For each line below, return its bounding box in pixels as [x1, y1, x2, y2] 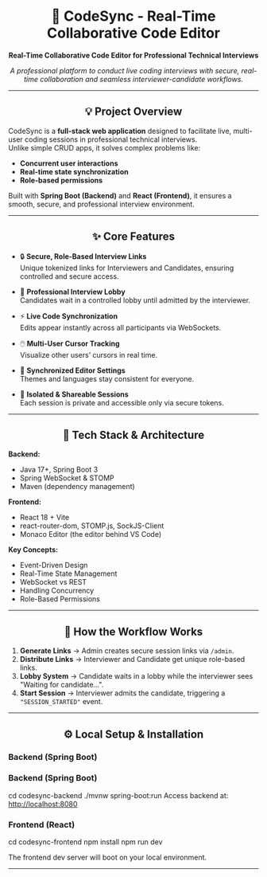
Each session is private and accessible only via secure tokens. [19, 397, 224, 407]
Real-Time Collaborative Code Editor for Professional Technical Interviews [8, 50, 259, 60]
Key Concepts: [8, 545, 58, 554]
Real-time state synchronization [19, 166, 129, 176]
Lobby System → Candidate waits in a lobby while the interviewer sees [19, 671, 253, 681]
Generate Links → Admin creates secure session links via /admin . [19, 646, 234, 656]
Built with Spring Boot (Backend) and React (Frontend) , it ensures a [8, 190, 232, 200]
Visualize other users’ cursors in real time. [19, 350, 157, 359]
